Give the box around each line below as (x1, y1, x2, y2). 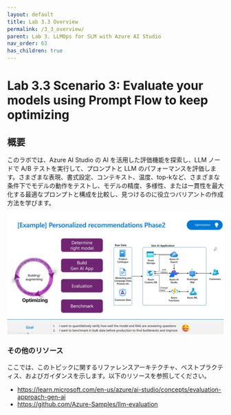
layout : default (7, 11, 54, 18)
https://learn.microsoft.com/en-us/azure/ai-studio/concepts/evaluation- (16, 385, 222, 394)
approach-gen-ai (16, 392, 66, 401)
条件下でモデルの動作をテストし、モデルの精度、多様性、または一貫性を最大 (7, 182, 224, 189)
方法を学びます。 (7, 199, 55, 206)
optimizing (7, 107, 70, 123)
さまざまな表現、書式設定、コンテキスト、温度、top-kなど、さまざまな (18, 173, 220, 181)
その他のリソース (7, 346, 64, 356)
